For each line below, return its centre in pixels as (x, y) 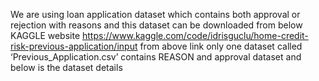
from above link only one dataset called (221, 46)
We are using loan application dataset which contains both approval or (155, 14)
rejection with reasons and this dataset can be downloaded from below (156, 25)
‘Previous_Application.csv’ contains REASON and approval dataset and (156, 57)
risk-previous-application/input (74, 46)
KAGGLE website (45, 35)
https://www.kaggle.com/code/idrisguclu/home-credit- (195, 35)
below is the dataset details (66, 67)
